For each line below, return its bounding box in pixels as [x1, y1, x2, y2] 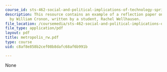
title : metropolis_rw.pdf [5, 35, 59, 40]
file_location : [5, 21, 37, 26]
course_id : [5, 7, 28, 12]
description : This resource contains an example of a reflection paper [5, 12, 157, 17]
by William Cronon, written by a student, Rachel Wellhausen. [9, 16, 141, 21]
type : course [5, 40, 32, 45]
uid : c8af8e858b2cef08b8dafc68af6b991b [5, 44, 88, 49]
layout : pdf [5, 30, 30, 35]
